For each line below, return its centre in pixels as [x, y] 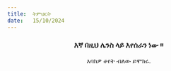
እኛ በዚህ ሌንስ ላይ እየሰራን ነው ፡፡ [119, 45]
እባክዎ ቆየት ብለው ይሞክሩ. [119, 60]
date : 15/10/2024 [36, 21]
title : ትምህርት [29, 14]
